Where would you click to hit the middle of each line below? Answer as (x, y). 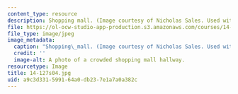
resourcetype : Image (38, 66)
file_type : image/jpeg (41, 34)
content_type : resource (42, 14)
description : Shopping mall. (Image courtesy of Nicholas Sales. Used (114, 20)
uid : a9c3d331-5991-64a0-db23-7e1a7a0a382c (73, 80)
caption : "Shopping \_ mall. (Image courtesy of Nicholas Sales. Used (117, 47)
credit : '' (30, 54)
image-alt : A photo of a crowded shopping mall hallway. (100, 60)
